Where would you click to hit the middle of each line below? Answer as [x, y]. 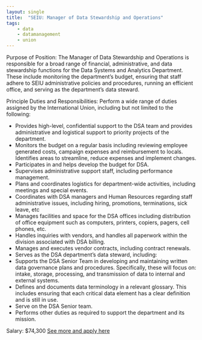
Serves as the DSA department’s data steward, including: [86, 255]
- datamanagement [39, 35]
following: [18, 114]
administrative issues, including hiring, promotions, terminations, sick [101, 203]
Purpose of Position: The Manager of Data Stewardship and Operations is [98, 57]
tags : [13, 23]
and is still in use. [37, 300]
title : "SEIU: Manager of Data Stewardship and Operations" [85, 18]
